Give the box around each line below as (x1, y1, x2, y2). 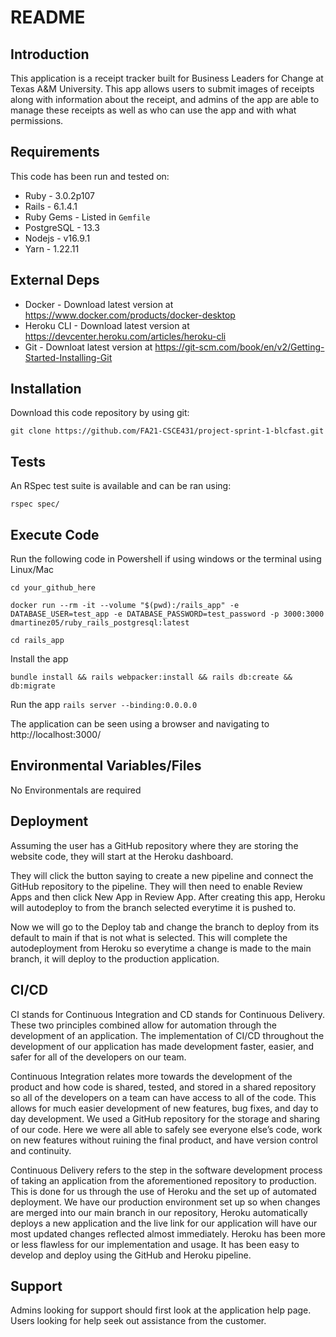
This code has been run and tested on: (10, 170, 170, 182)
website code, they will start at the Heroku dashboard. (10, 850, 234, 862)
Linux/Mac (10, 564, 55, 576)
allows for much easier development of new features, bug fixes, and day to (10, 1102, 319, 1114)
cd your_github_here (10, 583, 97, 593)
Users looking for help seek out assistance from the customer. (10, 1315, 267, 1327)
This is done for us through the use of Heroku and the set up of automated (10, 1185, 317, 1197)
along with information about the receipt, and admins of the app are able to (10, 94, 320, 105)
